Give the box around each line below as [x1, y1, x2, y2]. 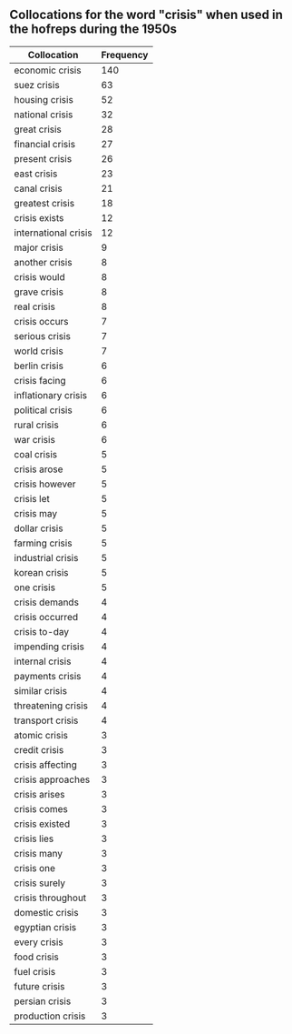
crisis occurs [14, 315, 70, 327]
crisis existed [14, 818, 71, 830]
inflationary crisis [14, 388, 88, 401]
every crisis [14, 936, 63, 949]
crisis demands [14, 596, 80, 608]
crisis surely [14, 877, 66, 889]
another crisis [14, 256, 73, 268]
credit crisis [14, 743, 64, 756]
